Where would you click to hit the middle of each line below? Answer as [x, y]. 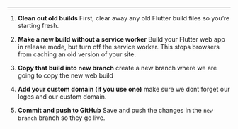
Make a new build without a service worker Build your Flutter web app [121, 39]
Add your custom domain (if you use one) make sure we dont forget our [124, 89]
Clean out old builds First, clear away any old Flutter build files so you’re [124, 18]
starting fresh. [38, 26]
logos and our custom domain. [62, 97]
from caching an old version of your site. [77, 54]
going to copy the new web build [65, 75]
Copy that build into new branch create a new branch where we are [117, 68]
